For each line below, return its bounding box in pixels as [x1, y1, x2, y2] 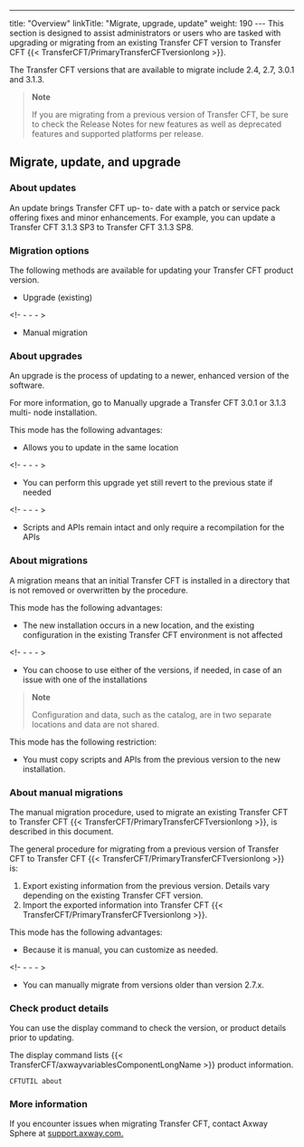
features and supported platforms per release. [31, 129, 204, 139]
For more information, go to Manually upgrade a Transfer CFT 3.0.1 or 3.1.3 [9, 398, 287, 409]
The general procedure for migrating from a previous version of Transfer [9, 843, 280, 854]
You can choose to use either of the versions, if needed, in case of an [22, 664, 282, 675]
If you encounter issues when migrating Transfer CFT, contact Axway [9, 1118, 269, 1129]
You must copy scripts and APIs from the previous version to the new [22, 754, 280, 765]
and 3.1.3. [9, 74, 45, 84]
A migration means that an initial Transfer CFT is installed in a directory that [9, 574, 290, 585]
